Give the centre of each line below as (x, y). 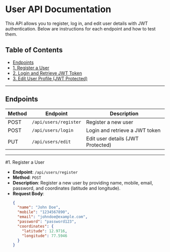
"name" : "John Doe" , (39, 207)
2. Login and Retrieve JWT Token (47, 73)
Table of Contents (34, 50)
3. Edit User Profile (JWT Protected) (50, 78)
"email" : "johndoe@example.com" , (53, 217)
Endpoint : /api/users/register (45, 172)
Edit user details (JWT (112, 138)
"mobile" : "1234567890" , (44, 212)
